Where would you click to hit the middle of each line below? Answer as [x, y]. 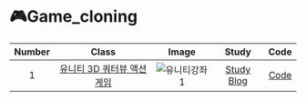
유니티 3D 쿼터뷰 [93, 68]
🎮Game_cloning [74, 17]
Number [32, 52]
